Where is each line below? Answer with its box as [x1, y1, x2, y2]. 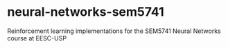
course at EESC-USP [7, 34, 67, 42]
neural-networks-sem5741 [7, 4, 164, 20]
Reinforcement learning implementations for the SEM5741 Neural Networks [7, 27, 221, 35]
